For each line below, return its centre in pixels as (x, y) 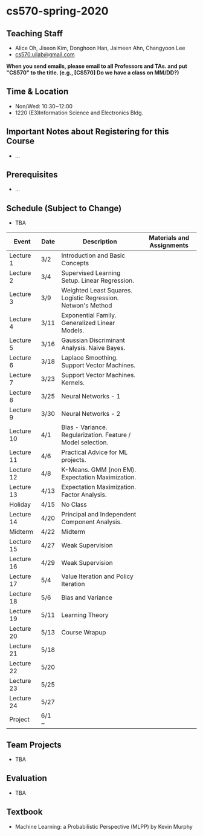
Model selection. (85, 443)
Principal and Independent (99, 515)
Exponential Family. (89, 315)
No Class (74, 505)
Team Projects (34, 745)
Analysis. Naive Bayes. (93, 348)
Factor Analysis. (84, 495)
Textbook (24, 812)
